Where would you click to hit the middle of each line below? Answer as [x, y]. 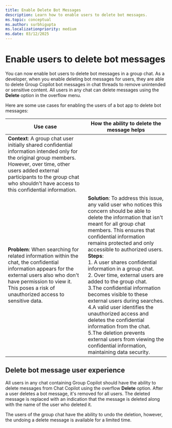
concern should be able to [119, 211]
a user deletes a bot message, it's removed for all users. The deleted [78, 394]
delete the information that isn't [125, 217]
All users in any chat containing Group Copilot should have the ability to [81, 382]
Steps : [96, 256]
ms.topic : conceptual [28, 20]
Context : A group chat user [41, 138]
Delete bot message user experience [65, 370]
